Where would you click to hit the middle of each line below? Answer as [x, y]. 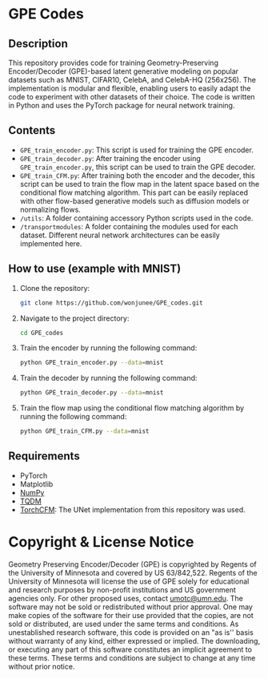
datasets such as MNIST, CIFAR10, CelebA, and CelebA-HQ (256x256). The [132, 80]
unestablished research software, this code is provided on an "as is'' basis [131, 632]
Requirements [44, 457]
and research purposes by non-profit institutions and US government [122, 589]
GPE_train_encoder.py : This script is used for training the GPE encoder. [136, 150]
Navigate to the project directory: [74, 318]
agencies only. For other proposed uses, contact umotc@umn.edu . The [126, 598]
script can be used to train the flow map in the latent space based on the [140, 184]
